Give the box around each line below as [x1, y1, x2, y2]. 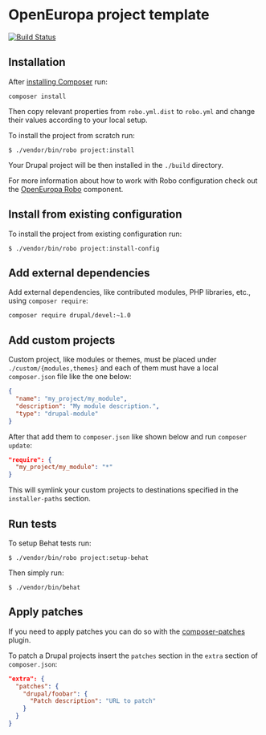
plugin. [8, 635, 31, 644]
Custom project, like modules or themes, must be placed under [8, 355, 217, 365]
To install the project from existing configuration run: [8, 229, 182, 239]
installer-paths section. [8, 494, 91, 504]
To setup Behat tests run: [8, 538, 92, 548]
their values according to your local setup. [8, 115, 148, 125]
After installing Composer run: [8, 76, 108, 86]
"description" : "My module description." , [15, 402, 160, 410]
